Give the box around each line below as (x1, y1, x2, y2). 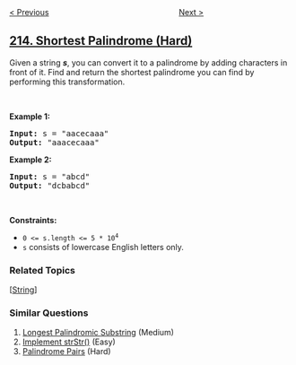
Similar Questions (9, 307, 89, 319)
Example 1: (9, 110, 51, 122)
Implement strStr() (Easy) (22, 336, 117, 347)
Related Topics (9, 264, 76, 276)
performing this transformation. (9, 76, 126, 87)
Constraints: (9, 214, 57, 225)
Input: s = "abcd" (9, 171, 91, 181)
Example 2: (9, 154, 52, 165)
